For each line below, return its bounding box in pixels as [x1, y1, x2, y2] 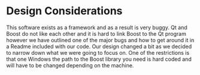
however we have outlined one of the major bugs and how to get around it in [6, 36, 195, 43]
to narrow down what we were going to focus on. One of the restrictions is [6, 49, 190, 56]
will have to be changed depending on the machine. [6, 61, 134, 69]
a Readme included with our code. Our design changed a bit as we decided [6, 43, 192, 50]
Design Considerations [6, 4, 123, 18]
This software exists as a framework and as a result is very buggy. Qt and [6, 24, 187, 31]
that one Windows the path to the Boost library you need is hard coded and [6, 55, 192, 62]
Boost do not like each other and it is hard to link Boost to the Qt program [6, 30, 187, 37]
